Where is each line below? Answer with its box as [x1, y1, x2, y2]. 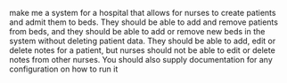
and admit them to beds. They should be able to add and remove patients [9, 17, 279, 27]
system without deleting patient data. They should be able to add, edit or [9, 35, 276, 46]
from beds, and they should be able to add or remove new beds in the [9, 26, 266, 36]
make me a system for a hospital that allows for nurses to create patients [9, 8, 276, 18]
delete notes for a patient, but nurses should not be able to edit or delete [9, 45, 276, 56]
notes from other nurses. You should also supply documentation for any [9, 55, 274, 64]
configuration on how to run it [9, 64, 119, 74]
